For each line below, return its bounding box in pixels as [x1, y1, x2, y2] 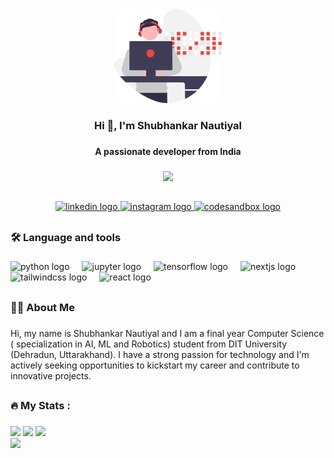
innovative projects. [10, 369, 92, 382]
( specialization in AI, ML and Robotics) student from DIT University [10, 338, 288, 350]
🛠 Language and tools [10, 230, 122, 244]
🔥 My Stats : [10, 399, 71, 413]
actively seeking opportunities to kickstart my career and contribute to [10, 359, 300, 371]
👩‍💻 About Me [10, 300, 75, 314]
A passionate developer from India [94, 145, 242, 157]
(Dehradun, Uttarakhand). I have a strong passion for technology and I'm [10, 348, 310, 360]
